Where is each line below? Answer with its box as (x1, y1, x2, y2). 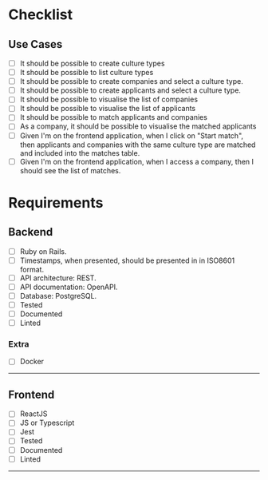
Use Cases (8, 38, 63, 51)
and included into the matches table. (19, 148, 140, 157)
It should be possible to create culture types (19, 58, 165, 68)
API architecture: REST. (19, 273, 97, 283)
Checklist (8, 6, 73, 24)
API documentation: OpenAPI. (19, 282, 118, 292)
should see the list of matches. (19, 165, 121, 175)
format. (19, 264, 45, 274)
